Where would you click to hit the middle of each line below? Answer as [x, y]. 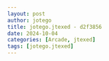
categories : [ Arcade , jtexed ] [52, 40]
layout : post [26, 14]
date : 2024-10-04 [33, 33]
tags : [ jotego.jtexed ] [40, 46]
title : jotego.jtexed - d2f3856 [54, 27]
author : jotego [30, 20]
